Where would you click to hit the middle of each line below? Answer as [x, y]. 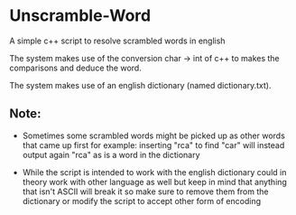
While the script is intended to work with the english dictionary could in [154, 172]
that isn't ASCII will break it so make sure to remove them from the [145, 192]
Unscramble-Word [80, 16]
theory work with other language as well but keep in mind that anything [154, 182]
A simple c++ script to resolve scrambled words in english [117, 41]
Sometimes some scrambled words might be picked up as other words [154, 136]
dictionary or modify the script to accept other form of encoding [142, 201]
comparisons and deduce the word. [75, 68]
